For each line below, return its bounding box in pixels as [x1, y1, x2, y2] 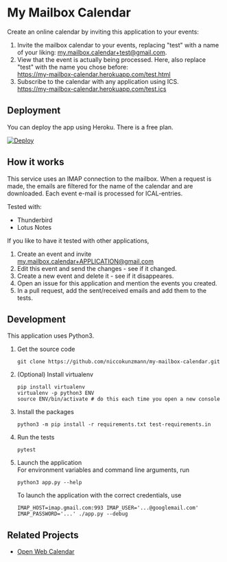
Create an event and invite [16, 250, 92, 258]
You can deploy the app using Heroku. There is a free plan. [7, 122, 174, 131]
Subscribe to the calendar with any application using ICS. [16, 77, 180, 85]
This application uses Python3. [7, 332, 95, 340]
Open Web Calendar [16, 548, 75, 556]
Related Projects [7, 529, 79, 541]
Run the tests [16, 433, 55, 442]
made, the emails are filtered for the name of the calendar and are [7, 182, 193, 190]
